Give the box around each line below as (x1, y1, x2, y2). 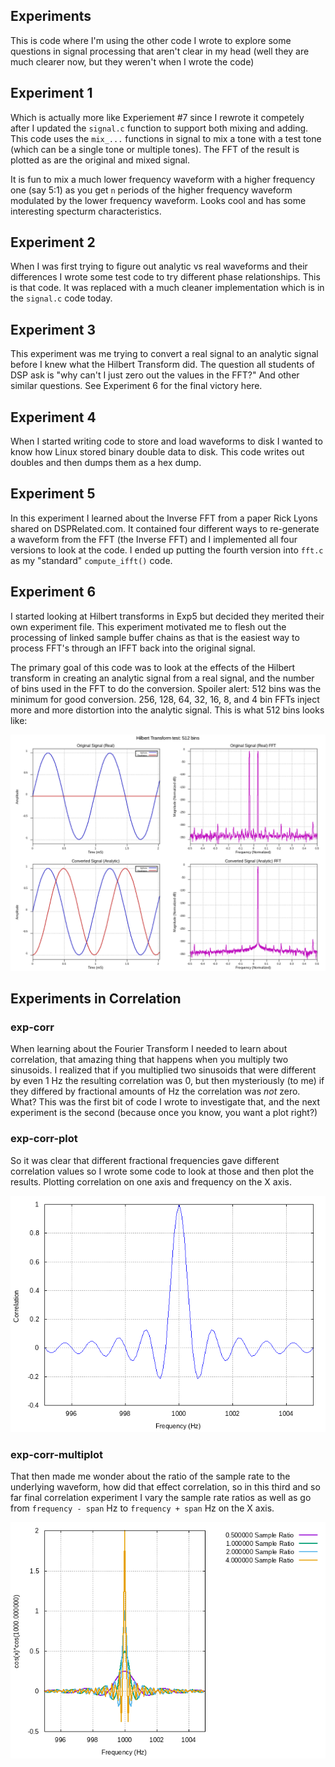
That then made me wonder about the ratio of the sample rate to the (10, 1470, 291, 1482)
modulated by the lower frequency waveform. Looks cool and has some (10, 194, 307, 206)
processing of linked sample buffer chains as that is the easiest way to (10, 631, 300, 643)
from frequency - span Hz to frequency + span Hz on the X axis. (10, 1502, 275, 1514)
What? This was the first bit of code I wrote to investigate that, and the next (10, 1096, 321, 1108)
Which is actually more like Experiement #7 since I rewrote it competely (10, 111, 305, 123)
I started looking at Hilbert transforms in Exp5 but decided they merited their (10, 610, 325, 622)
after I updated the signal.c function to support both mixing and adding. (10, 122, 309, 134)
